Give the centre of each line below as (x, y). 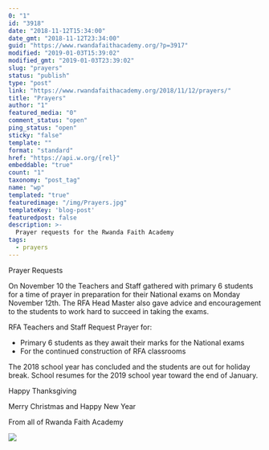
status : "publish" (39, 76)
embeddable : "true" (41, 166)
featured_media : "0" (43, 113)
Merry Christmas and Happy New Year (72, 406)
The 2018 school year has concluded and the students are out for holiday (129, 366)
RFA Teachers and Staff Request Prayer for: (80, 327)
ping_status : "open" (43, 128)
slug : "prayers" (35, 68)
